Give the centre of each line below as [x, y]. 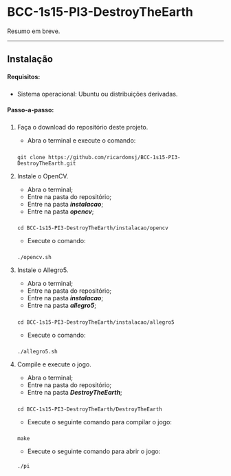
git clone [31, 157]
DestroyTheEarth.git [46, 163]
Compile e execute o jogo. [54, 364]
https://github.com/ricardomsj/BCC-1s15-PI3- [114, 157]
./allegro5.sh [37, 352]
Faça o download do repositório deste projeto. [82, 127]
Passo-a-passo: [31, 110]
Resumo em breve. [34, 31]
